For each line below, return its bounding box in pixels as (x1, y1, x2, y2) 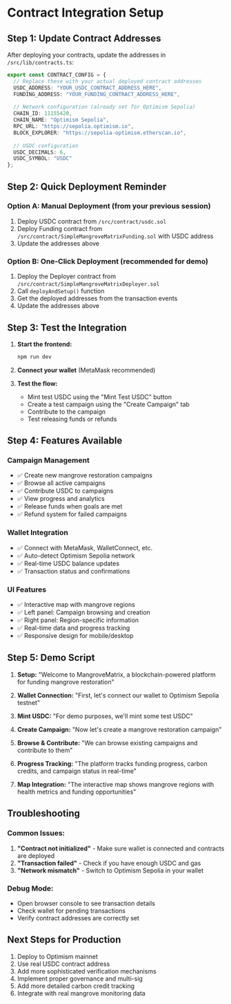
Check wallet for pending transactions (17, 906, 126, 915)
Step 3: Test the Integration (7, 322, 128, 334)
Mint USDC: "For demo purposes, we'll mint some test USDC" (17, 711, 194, 720)
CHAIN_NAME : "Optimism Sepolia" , (13, 116, 110, 124)
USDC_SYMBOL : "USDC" (13, 155, 72, 162)
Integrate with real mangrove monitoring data (17, 989, 146, 997)
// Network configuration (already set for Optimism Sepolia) (13, 104, 196, 111)
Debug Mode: (7, 884, 54, 893)
